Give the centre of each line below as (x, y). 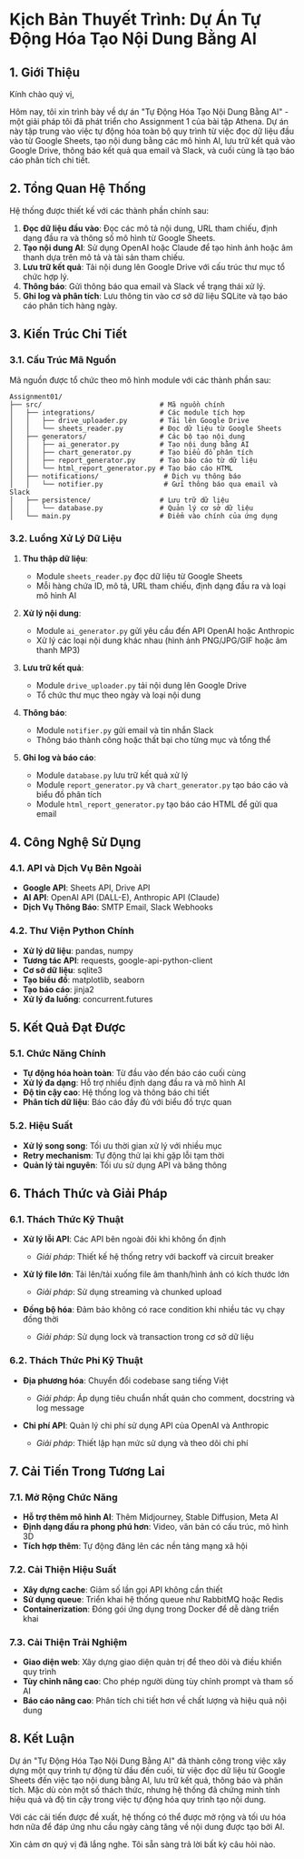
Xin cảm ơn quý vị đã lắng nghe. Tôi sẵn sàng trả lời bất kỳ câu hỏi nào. (142, 1844)
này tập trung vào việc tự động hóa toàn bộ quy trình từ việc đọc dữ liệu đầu (152, 131)
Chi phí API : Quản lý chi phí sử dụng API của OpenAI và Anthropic (146, 1425)
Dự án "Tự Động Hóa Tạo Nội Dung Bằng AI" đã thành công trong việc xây (148, 1761)
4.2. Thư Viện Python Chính (72, 930)
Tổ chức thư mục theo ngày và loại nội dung (118, 695)
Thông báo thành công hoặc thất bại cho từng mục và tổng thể (153, 739)
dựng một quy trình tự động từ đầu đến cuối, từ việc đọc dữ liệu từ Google (147, 1770)
